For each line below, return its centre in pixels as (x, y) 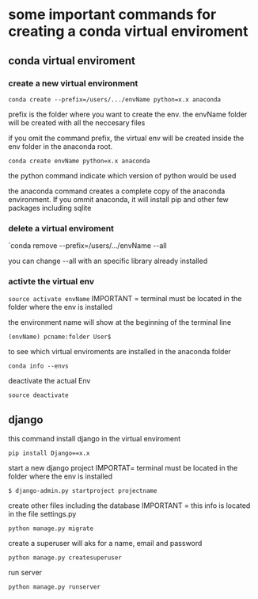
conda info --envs (38, 366)
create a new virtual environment (73, 83)
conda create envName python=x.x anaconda (79, 161)
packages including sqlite (50, 208)
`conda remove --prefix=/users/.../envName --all (88, 246)
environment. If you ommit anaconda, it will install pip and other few (119, 199)
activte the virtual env (51, 281)
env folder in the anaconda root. (61, 146)
